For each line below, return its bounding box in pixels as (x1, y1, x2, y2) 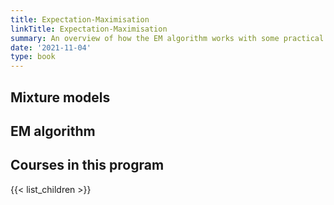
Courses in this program (10, 157, 165, 174)
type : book (10, 52, 56, 62)
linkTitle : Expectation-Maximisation (10, 24, 168, 34)
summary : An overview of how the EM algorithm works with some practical (10, 33, 325, 43)
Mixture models (10, 89, 111, 106)
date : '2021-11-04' (10, 42, 92, 53)
